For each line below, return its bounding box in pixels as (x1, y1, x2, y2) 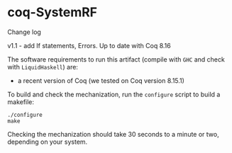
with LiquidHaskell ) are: (7, 62, 78, 71)
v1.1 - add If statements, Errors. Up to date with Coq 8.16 (7, 41, 172, 50)
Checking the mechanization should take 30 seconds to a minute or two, (7, 130, 219, 138)
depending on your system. (7, 137, 88, 146)
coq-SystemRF (7, 4, 98, 21)
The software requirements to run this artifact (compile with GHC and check (7, 55, 225, 64)
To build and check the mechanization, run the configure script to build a (7, 90, 221, 98)
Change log (7, 28, 41, 36)
